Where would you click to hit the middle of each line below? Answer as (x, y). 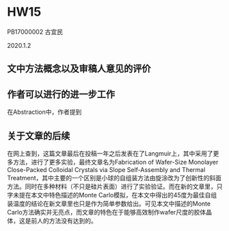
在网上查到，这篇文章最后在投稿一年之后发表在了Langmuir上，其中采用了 (110, 153)
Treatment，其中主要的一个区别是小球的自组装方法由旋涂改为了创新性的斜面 (114, 178)
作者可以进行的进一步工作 (61, 94)
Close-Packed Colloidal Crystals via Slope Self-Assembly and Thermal (106, 169)
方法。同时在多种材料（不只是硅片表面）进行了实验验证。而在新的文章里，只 (115, 186)
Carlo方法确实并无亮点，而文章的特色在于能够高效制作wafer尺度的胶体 (107, 212)
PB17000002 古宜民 (35, 32)
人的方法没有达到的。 (67, 221)
